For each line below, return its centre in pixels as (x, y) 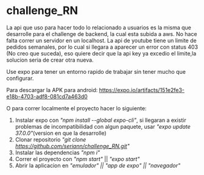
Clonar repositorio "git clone (51, 139)
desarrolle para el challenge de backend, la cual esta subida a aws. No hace (102, 34)
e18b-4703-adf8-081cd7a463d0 (47, 96)
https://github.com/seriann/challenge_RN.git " (72, 146)
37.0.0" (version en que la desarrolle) (61, 133)
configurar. (20, 78)
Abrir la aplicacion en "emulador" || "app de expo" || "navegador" (98, 165)
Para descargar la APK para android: (52, 90)
